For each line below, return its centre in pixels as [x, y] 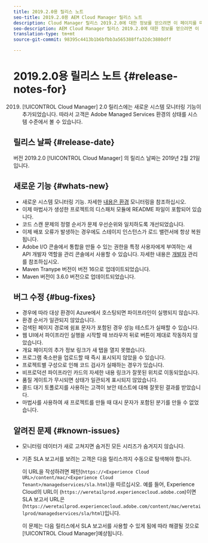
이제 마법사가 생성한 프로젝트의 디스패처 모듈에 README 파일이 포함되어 [106, 209]
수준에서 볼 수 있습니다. [56, 122]
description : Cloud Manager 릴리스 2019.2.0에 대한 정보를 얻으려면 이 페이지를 [105, 23]
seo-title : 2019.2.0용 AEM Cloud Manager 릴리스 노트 [78, 17]
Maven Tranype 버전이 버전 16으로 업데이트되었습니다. [86, 269]
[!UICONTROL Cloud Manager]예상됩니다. [73, 533]
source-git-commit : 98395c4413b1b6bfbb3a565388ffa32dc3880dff [92, 40]
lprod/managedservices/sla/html [62, 514]
